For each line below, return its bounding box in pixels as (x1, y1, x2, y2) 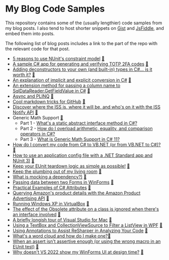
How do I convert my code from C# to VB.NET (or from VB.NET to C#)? (12, 141, 161, 147)
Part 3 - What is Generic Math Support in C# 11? (20, 136, 120, 142)
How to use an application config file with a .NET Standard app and (12, 152, 153, 158)
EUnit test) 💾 (12, 243, 39, 249)
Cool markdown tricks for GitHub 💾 (12, 98, 86, 104)
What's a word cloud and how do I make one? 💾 (12, 233, 111, 239)
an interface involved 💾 (12, 211, 61, 218)
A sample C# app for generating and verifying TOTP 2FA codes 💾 (12, 61, 149, 67)
